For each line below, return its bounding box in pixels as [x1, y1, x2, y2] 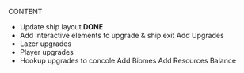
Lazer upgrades [19, 39, 72, 48]
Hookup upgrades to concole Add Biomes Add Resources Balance [19, 56, 236, 65]
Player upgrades [19, 48, 74, 56]
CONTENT [8, 7, 43, 16]
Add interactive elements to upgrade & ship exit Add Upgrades [19, 31, 224, 40]
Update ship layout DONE [19, 22, 104, 31]
